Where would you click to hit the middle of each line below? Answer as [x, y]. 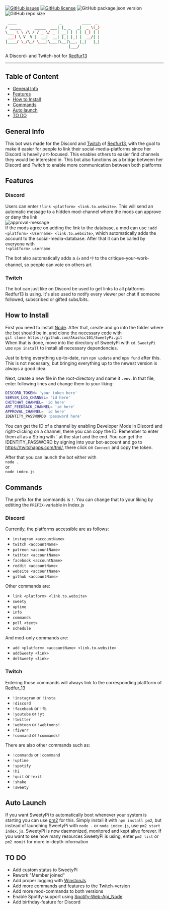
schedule [22, 629]
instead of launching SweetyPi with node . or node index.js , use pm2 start [83, 826]
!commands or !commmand [36, 754]
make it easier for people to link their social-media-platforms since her [78, 149]
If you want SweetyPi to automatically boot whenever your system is [76, 815]
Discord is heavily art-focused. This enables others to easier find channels [82, 155]
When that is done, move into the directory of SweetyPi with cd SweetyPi [80, 342]
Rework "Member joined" [39, 875]
